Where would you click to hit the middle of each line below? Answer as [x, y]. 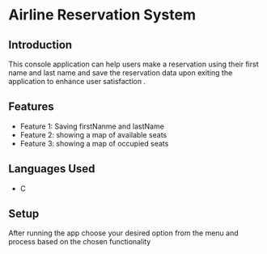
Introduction [40, 45]
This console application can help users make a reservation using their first [133, 64]
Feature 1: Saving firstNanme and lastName [92, 126]
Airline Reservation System [102, 15]
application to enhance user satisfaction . [77, 81]
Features [31, 107]
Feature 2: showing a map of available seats [93, 134]
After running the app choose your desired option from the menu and [123, 233]
